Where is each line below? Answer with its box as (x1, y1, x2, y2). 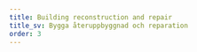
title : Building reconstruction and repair (9, 12, 173, 22)
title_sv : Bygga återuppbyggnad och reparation (9, 21, 189, 30)
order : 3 (9, 29, 42, 38)
